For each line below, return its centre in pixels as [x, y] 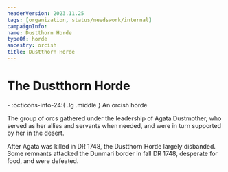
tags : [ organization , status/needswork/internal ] [80, 20]
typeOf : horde [27, 39]
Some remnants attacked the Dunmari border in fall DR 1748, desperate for [113, 153]
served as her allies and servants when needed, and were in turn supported [114, 125]
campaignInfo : [27, 26]
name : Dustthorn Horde [39, 33]
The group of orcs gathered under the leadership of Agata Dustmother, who [114, 118]
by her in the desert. [36, 133]
